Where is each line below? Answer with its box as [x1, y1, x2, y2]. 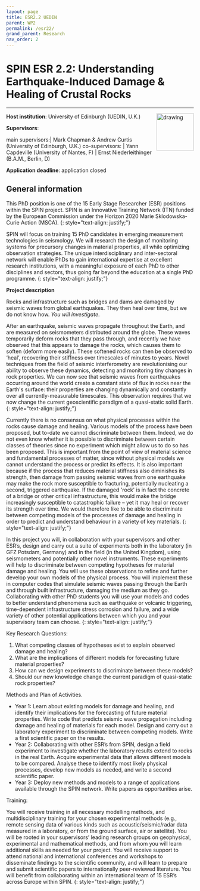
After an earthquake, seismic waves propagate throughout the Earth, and [6, 322, 185, 329]
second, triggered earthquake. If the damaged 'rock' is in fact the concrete [6, 486, 190, 493]
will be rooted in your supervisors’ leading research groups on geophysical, [6, 834, 192, 841]
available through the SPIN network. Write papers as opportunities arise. [14, 785, 192, 792]
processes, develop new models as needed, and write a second [14, 766, 171, 773]
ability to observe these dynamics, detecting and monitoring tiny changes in [6, 367, 192, 374]
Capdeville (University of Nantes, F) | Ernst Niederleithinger [6, 149, 152, 156]
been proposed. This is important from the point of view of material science [6, 448, 192, 455]
